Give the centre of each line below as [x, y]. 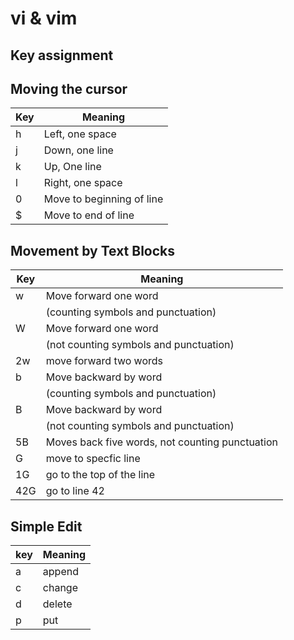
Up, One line [72, 167]
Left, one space [80, 134]
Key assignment [62, 55]
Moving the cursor [69, 88]
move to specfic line [93, 459]
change [60, 588]
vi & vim [44, 18]
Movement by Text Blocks [93, 250]
